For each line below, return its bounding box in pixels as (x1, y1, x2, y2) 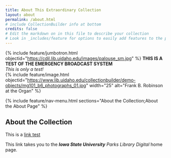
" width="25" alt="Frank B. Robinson (85, 82, 163, 88)
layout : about (5, 12, 36, 17)
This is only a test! (5, 66, 44, 72)
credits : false (5, 27, 38, 32)
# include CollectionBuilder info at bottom (5, 21, 101, 27)
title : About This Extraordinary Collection (5, 7, 101, 13)
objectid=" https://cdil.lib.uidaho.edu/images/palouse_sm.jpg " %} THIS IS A (5, 55, 163, 61)
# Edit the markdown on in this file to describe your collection (5, 31, 149, 36)
